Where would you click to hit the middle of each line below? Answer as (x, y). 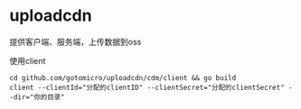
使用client (28, 60)
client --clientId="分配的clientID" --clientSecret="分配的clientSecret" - (151, 87)
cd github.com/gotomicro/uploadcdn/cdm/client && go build (123, 77)
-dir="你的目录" (37, 97)
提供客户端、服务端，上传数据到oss (75, 41)
